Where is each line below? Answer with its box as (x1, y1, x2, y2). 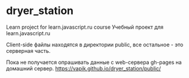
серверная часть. (6, 47, 51, 54)
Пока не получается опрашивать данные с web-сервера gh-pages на (6, 59, 182, 66)
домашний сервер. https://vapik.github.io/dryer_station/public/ (6, 65, 161, 72)
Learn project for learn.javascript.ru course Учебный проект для (6, 23, 164, 30)
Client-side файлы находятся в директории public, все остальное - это (6, 41, 184, 48)
